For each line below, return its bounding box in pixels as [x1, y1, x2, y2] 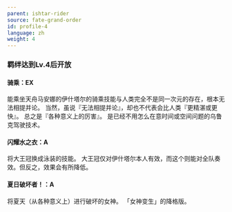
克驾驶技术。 [7, 121, 43, 129]
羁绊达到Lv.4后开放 [7, 60, 72, 70]
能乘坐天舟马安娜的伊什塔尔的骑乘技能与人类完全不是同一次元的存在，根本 [7, 95, 219, 104]
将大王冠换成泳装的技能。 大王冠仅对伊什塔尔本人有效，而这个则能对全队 [7, 155, 215, 163]
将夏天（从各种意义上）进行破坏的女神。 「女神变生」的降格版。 [7, 197, 191, 205]
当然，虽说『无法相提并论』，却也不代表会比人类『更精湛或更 [44, 104, 217, 112]
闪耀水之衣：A [7, 137, 48, 146]
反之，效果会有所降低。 [25, 163, 92, 171]
